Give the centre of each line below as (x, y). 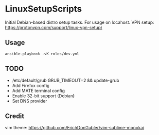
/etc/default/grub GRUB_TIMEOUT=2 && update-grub (66, 80)
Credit (15, 116)
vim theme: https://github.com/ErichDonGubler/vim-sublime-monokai (75, 128)
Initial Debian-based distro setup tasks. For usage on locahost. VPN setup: (79, 22)
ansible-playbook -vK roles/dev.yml (42, 54)
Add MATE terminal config (38, 90)
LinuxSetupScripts (44, 9)
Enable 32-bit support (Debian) (43, 96)
